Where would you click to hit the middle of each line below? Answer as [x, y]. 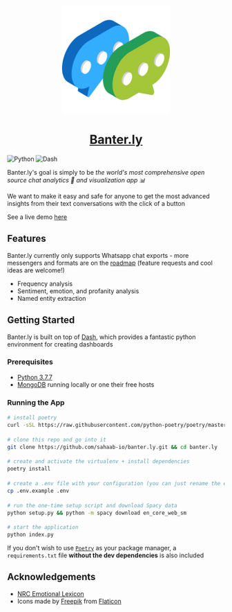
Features [27, 239]
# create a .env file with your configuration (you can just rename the [114, 484]
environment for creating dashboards [60, 344]
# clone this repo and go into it [57, 439]
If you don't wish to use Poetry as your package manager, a [92, 548]
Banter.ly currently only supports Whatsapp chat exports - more [98, 255]
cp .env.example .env [38, 491]
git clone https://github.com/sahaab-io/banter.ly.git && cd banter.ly [112, 447]
